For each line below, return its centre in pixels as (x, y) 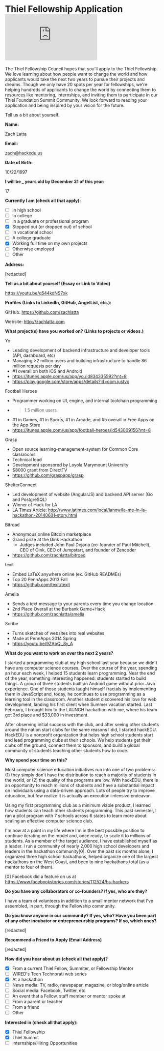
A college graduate (31, 238)
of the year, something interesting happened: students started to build (76, 678)
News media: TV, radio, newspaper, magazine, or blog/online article (81, 985)
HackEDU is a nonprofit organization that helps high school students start (79, 735)
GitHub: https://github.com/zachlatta (42, 312)
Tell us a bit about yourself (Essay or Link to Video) (58, 283)
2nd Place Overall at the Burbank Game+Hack (59, 609)
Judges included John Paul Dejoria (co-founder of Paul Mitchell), (85, 545)
